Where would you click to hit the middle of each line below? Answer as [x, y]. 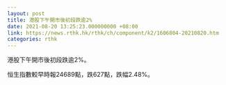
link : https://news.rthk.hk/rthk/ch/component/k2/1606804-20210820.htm [113, 33]
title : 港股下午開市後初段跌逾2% [50, 20]
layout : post [26, 13]
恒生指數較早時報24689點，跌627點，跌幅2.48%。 [81, 75]
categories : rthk [32, 39]
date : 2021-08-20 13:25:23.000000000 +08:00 [73, 26]
